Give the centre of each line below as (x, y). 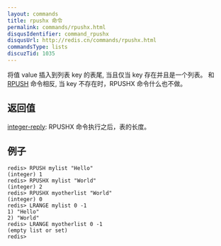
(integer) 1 (25, 174)
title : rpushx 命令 (35, 21)
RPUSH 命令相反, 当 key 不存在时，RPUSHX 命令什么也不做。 (97, 83)
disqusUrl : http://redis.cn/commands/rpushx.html (82, 41)
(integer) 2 (25, 187)
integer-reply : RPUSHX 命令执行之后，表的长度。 (79, 127)
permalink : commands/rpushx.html (57, 27)
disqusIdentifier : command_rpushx (58, 34)
